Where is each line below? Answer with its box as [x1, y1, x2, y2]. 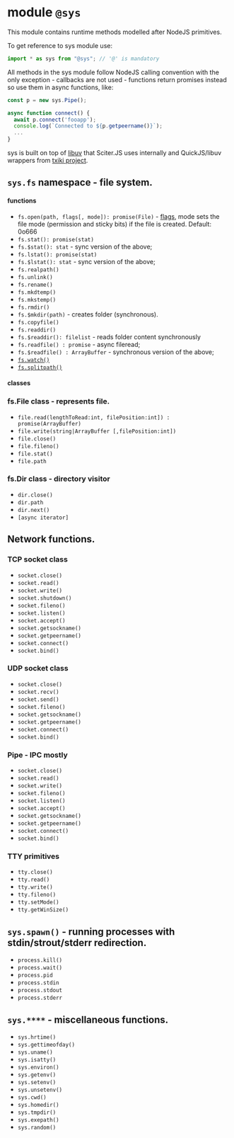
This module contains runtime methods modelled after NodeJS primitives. [7, 28, 222, 36]
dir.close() [17, 491, 53, 499]
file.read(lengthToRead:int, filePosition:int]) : [17, 414, 170, 421]
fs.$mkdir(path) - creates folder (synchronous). [17, 309, 158, 319]
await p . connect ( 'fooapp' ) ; [13, 116, 97, 123]
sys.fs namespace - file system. [7, 176, 153, 188]
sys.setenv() [17, 1079, 57, 1086]
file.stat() [17, 450, 53, 457]
